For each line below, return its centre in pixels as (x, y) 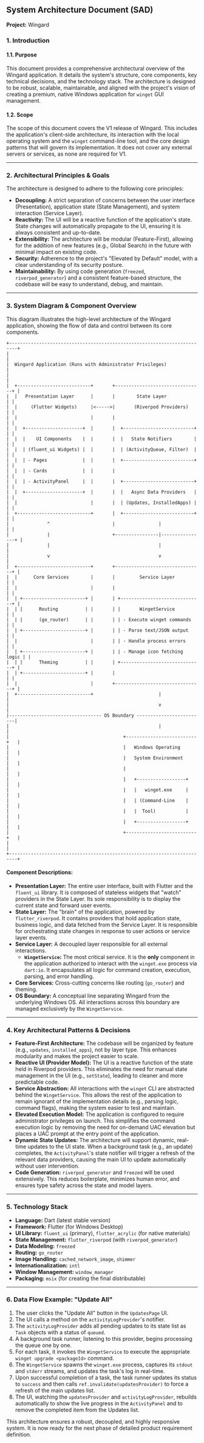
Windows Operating (157, 747)
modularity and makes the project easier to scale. (77, 1056)
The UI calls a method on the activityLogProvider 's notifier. (90, 1319)
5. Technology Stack (37, 1207)
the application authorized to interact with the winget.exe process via (110, 963)
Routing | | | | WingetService (107, 609)
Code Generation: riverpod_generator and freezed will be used (94, 1173)
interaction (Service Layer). (49, 213)
